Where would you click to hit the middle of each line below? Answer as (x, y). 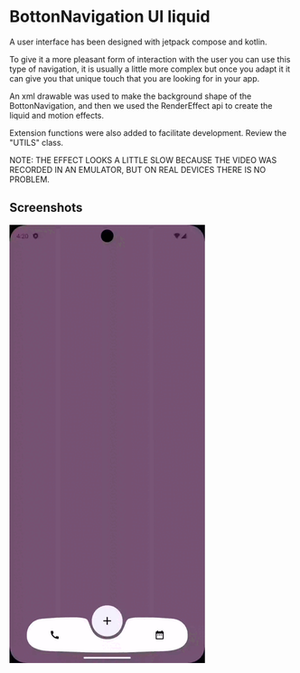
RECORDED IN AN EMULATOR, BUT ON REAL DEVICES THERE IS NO (138, 169)
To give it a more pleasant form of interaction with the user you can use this (150, 59)
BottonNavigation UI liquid (110, 17)
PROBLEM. (29, 179)
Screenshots (46, 208)
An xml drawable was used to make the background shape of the (131, 96)
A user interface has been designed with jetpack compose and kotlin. (139, 42)
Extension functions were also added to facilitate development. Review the (148, 132)
